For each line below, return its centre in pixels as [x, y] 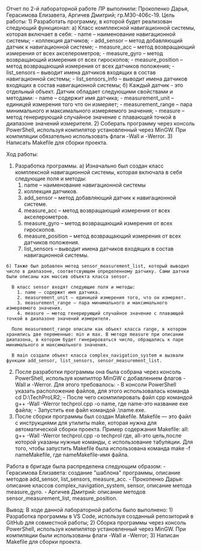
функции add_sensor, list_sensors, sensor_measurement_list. [84, 361]
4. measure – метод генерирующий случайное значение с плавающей [100, 313]
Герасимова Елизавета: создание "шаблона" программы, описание [93, 473]
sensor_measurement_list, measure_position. [62, 498]
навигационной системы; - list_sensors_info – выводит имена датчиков [97, 79]
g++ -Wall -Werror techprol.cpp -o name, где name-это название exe [101, 404]
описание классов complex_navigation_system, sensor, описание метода [99, 485]
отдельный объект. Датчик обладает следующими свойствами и [89, 92]
